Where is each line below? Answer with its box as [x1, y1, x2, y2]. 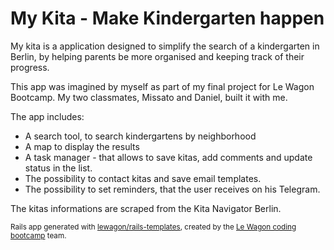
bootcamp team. [10, 230, 67, 241]
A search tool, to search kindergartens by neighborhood [24, 130, 257, 142]
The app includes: [10, 110, 85, 122]
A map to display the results [24, 140, 140, 152]
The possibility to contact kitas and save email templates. [24, 172, 262, 184]
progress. [10, 61, 50, 73]
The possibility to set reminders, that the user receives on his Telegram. [24, 183, 321, 195]
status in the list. [24, 162, 93, 174]
